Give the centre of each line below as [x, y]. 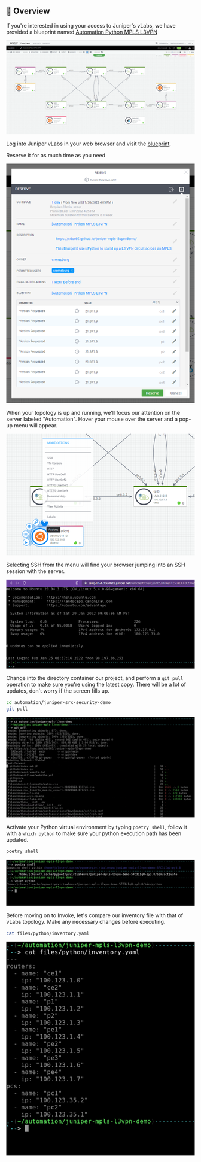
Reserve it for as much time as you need [56, 155]
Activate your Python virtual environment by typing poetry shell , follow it [97, 827]
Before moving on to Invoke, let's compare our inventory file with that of [95, 915]
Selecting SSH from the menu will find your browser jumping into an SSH [96, 565]
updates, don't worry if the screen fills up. [58, 691]
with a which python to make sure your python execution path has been [94, 833]
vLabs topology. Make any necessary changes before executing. [86, 921]
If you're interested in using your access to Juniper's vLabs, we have [91, 25]
